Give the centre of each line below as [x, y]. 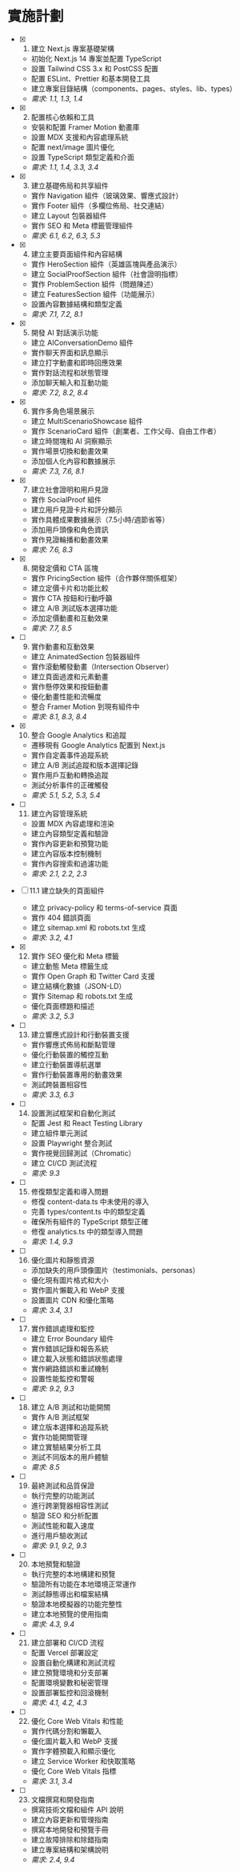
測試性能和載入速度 [63, 1526]
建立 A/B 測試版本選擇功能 [74, 608]
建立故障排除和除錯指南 [70, 1839]
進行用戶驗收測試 [59, 1535]
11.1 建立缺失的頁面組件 [67, 890]
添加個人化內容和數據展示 [73, 461]
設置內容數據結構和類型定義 [77, 304]
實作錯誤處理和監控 [63, 1328]
